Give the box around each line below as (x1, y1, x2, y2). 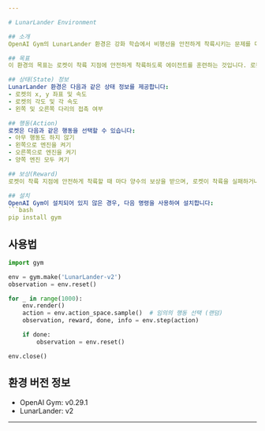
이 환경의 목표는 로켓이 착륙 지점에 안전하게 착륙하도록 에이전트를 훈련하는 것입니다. (8, 61, 247, 69)
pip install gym (8, 214, 62, 221)
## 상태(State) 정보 (8, 76, 69, 84)
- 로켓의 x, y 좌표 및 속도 (8, 91, 88, 98)
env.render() (22, 302, 65, 310)
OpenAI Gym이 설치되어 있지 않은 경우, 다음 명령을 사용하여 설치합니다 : (8, 199, 215, 207)
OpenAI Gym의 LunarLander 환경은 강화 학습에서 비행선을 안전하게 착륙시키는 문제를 (8, 40, 252, 48)
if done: (22, 331, 51, 339)
